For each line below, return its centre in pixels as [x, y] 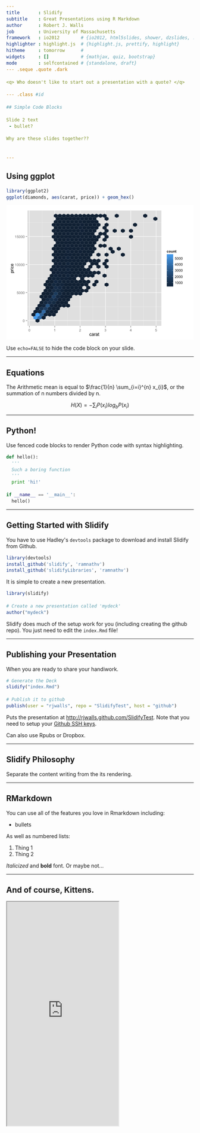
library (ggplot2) [28, 191]
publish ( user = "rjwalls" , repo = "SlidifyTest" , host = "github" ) [92, 706]
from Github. [22, 546]
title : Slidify [34, 13]
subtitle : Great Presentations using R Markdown [73, 19]
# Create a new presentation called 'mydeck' [63, 606]
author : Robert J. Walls [45, 25]
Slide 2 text [22, 120]
